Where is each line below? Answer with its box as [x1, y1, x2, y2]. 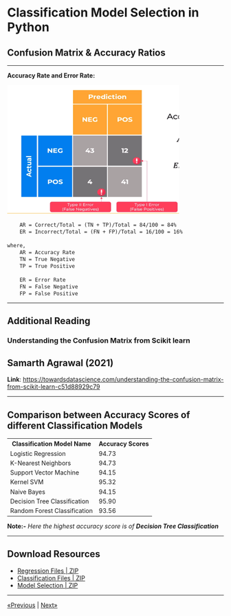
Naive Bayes [10, 488, 46, 496]
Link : [7, 376, 22, 384]
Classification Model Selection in [7, 5, 199, 21]
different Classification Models [7, 420, 143, 431]
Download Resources [7, 548, 101, 560]
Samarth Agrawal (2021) [7, 357, 114, 369]
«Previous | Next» [7, 601, 58, 609]
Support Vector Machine [10, 468, 80, 477]
